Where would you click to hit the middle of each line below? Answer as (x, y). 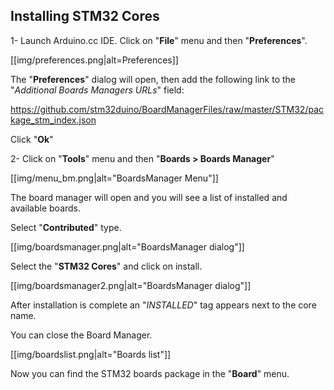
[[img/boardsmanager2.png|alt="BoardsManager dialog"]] (131, 285)
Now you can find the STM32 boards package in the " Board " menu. (150, 373)
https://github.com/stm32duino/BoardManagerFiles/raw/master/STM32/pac (167, 109)
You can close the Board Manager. (81, 335)
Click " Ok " (32, 139)
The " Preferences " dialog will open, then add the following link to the (153, 79)
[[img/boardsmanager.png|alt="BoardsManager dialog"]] (127, 246)
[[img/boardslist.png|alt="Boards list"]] (91, 354)
